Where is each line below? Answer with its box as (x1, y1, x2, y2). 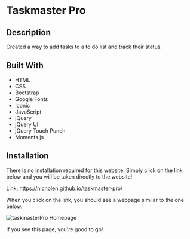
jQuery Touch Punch (14, 127, 66, 134)
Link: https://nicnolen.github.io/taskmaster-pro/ (6, 185, 123, 192)
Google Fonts (14, 95, 48, 102)
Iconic (14, 102, 30, 109)
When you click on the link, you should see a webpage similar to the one (6, 196, 184, 203)
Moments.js (14, 133, 44, 140)
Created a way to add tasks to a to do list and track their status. (6, 43, 163, 50)
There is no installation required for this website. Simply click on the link (6, 167, 183, 174)
